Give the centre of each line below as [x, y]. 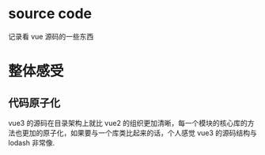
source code [50, 14]
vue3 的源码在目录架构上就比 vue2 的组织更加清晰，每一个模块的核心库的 [128, 123]
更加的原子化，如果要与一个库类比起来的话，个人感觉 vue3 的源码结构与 [139, 133]
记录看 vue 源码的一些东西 [51, 36]
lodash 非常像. [32, 142]
